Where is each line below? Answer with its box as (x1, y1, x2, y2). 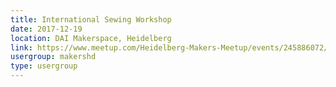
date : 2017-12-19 (10, 24, 83, 34)
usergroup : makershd (10, 52, 97, 62)
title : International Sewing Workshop (10, 14, 172, 25)
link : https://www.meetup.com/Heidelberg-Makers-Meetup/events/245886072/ (10, 42, 329, 53)
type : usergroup (10, 61, 78, 71)
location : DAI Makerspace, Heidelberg (10, 33, 172, 43)
